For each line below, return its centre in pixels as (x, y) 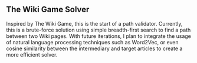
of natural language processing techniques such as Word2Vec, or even (92, 42)
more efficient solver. (32, 54)
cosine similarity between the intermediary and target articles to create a (94, 48)
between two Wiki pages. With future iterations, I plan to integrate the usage (99, 36)
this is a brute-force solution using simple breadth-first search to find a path (98, 30)
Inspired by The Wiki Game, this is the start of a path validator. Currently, (94, 23)
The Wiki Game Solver (48, 10)
